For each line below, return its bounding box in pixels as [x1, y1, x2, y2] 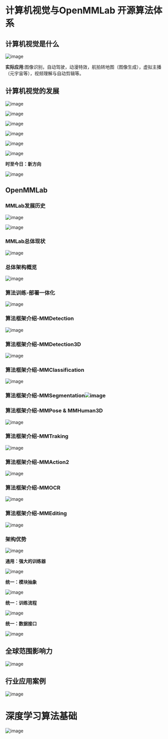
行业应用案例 [5, 677, 46, 686]
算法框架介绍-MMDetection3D [5, 341, 81, 348]
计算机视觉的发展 [5, 87, 59, 95]
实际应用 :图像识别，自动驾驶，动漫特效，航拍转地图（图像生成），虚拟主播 [5, 64, 162, 70]
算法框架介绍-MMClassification [5, 366, 85, 373]
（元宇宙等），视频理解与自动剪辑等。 [5, 70, 84, 76]
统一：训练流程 [5, 600, 37, 606]
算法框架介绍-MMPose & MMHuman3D [5, 407, 103, 414]
